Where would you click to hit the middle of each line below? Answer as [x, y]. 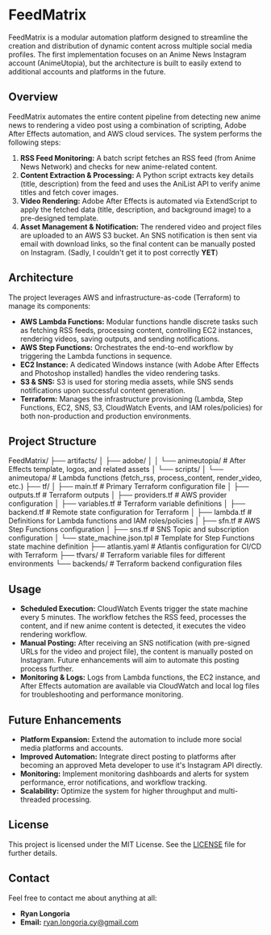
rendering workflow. [53, 634]
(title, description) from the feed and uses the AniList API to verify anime [140, 183]
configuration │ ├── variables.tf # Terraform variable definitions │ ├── [127, 503]
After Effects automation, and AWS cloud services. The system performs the [135, 133]
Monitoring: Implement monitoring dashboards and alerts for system [134, 774]
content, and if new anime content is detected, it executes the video [133, 626]
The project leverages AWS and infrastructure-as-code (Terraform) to [124, 297]
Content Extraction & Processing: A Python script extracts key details [137, 175]
